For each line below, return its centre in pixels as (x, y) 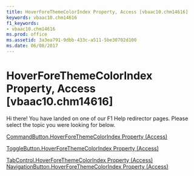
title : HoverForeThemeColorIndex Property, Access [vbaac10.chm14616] (97, 12)
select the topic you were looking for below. (61, 124)
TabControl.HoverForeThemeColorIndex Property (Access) (80, 160)
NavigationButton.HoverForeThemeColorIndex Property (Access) (87, 166)
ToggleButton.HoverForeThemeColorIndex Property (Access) (83, 148)
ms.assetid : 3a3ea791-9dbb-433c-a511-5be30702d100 (72, 40)
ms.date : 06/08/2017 (32, 46)
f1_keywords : (23, 23)
